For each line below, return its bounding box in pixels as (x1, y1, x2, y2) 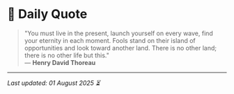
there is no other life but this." (24, 51, 109, 59)
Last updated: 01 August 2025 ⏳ (7, 79, 101, 87)
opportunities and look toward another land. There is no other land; (24, 44, 217, 52)
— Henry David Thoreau (24, 58, 96, 66)
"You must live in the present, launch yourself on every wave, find (24, 29, 214, 37)
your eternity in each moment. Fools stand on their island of (24, 36, 196, 44)
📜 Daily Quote (7, 6, 88, 22)
